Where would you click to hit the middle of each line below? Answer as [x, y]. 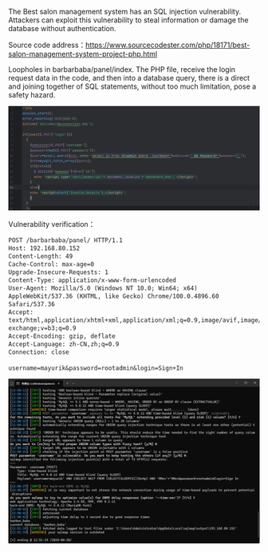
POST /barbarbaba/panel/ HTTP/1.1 [66, 240]
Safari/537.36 [32, 304]
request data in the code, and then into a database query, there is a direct [129, 78]
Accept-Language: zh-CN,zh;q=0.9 [64, 344]
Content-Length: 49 [41, 256]
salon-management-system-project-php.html [83, 54]
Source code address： [47, 45]
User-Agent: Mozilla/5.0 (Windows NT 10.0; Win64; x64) [103, 288]
